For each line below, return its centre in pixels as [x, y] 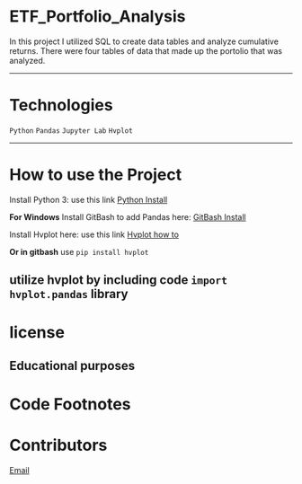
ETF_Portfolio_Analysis [98, 17]
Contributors [58, 445]
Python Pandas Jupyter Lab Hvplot [71, 131]
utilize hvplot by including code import [118, 280]
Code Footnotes [71, 404]
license [37, 333]
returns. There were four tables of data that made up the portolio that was [146, 50]
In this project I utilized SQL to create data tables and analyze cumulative [144, 41]
